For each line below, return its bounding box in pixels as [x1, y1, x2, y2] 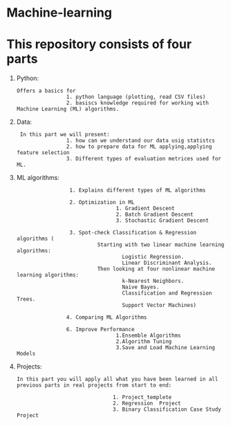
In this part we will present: [19, 131, 110, 138]
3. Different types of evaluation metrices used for [66, 156, 222, 163]
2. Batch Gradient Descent [115, 211, 194, 219]
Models [16, 351, 36, 358]
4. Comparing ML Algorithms [66, 314, 147, 321]
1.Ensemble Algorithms [115, 332, 181, 340]
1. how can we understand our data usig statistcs [66, 137, 215, 145]
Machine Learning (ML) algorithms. [16, 106, 120, 113]
